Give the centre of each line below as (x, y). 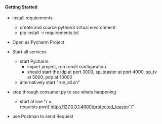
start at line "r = (36, 102)
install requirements (32, 18)
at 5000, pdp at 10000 (50, 77)
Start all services (29, 52)
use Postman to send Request (43, 117)
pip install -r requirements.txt (49, 33)
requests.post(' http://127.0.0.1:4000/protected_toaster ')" (77, 107)
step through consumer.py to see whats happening (64, 92)
